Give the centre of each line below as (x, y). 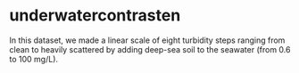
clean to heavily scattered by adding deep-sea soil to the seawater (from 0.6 (150, 49)
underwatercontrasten (95, 16)
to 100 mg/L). (34, 59)
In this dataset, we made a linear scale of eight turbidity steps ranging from (147, 40)
